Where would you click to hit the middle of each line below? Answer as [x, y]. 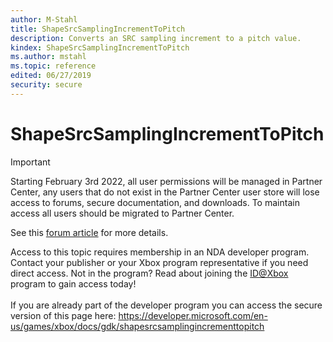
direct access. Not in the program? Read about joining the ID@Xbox [149, 273]
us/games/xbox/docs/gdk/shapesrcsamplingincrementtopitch [137, 326]
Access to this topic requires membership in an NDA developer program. [160, 252]
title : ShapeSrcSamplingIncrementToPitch [98, 29]
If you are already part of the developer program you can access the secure [166, 305]
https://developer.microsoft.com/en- [193, 315]
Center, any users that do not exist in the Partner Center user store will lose [165, 192]
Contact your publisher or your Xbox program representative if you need [159, 262]
